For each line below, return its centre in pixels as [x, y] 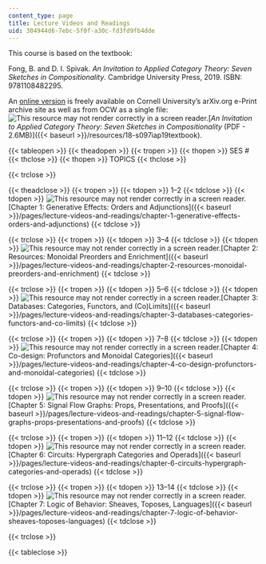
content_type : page [41, 16]
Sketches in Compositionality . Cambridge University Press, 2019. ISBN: [125, 78]
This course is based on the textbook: [71, 54]
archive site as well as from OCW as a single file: [88, 110]
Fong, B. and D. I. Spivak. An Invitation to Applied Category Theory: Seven [130, 69]
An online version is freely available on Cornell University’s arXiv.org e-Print [133, 102]
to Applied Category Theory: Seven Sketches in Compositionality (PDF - [127, 127]
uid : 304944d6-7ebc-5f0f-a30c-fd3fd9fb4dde [82, 30]
